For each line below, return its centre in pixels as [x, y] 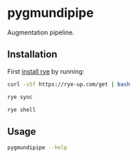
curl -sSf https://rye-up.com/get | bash [69, 84]
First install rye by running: [46, 71]
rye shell [22, 110]
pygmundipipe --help [38, 148]
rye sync [20, 97]
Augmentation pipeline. [41, 32]
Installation [32, 54]
